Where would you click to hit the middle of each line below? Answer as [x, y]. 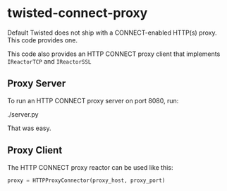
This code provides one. [43, 40]
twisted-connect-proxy [78, 13]
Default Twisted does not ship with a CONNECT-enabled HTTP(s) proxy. [112, 33]
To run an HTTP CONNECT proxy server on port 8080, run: [93, 100]
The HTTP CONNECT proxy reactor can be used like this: [90, 167]
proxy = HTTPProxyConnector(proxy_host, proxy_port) [86, 180]
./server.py [23, 114]
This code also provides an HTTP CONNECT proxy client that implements [114, 54]
